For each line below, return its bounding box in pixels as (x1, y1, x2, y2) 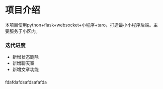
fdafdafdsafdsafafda (5, 79, 47, 85)
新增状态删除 (12, 54, 39, 60)
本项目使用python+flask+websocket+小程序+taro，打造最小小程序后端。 (5, 22, 154, 28)
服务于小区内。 (9, 28, 40, 34)
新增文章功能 (12, 67, 39, 73)
